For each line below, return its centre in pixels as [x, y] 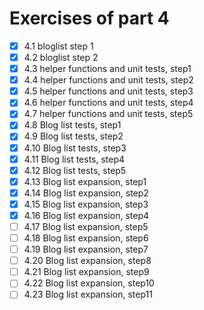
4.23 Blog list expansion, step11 [88, 294]
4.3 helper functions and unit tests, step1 [107, 69]
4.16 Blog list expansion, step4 [86, 215]
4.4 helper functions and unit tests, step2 [108, 80]
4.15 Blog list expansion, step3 [86, 204]
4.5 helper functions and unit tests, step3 [108, 91]
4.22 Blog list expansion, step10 [89, 283]
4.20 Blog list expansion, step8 [87, 261]
